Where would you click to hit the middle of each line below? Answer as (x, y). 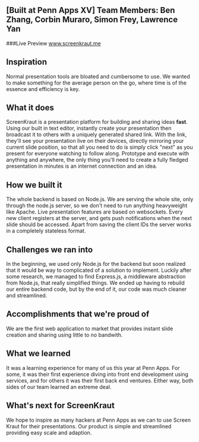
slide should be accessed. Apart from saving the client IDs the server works (99, 225)
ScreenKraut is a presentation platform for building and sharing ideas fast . (97, 122)
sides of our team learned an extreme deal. (59, 387)
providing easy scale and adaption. (49, 432)
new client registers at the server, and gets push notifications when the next (99, 218)
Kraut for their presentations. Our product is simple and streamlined (89, 426)
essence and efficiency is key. (43, 89)
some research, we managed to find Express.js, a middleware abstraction (96, 277)
